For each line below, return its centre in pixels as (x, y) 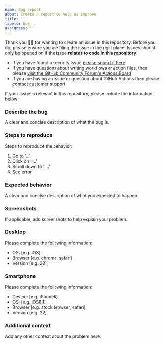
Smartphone (21, 276)
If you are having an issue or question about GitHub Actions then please (86, 79)
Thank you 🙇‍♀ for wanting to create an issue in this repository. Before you (81, 42)
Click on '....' (25, 161)
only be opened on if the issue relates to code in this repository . (71, 53)
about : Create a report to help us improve (51, 14)
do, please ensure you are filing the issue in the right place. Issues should (80, 48)
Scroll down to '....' (31, 166)
